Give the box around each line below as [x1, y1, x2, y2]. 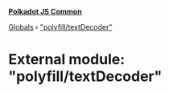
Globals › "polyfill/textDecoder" [8, 22, 113, 31]
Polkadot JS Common [8, 7, 82, 16]
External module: [8, 51, 126, 69]
